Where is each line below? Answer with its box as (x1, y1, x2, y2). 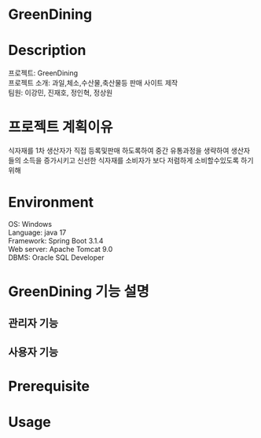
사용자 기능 (8, 345, 59, 359)
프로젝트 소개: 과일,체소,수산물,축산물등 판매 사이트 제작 (8, 78, 178, 88)
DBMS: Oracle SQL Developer (8, 253, 105, 262)
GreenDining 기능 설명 (8, 283, 149, 301)
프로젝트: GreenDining (8, 68, 79, 78)
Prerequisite (8, 378, 90, 396)
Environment (8, 194, 94, 211)
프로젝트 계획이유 (8, 119, 113, 137)
